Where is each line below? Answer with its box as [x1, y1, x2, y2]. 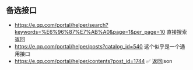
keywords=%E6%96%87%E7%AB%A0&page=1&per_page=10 [14, 28, 166, 35]
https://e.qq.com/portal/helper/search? [14, 21, 109, 28]
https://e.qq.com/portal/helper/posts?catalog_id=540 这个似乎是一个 [14, 43, 180, 50]
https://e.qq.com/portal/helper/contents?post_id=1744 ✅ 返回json [14, 57, 173, 64]
